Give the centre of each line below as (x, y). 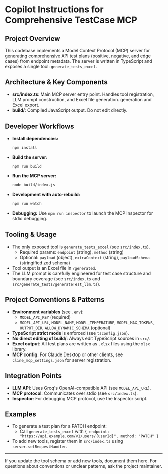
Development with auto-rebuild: (46, 195)
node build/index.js (34, 185)
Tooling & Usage (31, 234)
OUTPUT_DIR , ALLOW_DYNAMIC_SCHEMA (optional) (65, 328)
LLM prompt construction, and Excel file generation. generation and (82, 99)
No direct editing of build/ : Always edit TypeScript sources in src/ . (81, 338)
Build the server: (30, 157)
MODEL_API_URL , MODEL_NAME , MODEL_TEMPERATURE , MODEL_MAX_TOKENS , (87, 322)
